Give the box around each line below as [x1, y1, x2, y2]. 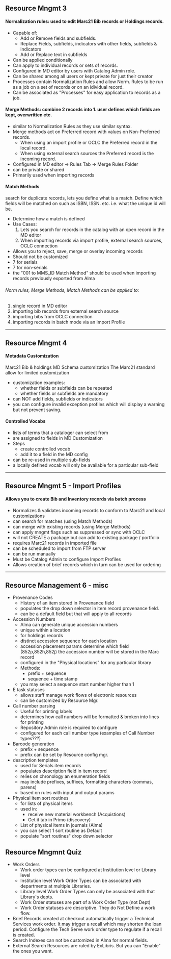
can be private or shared [12, 166, 65, 172]
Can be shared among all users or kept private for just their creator [12, 73, 153, 79]
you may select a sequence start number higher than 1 [20, 681, 135, 688]
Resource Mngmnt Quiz [5, 848, 82, 856]
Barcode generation [12, 741, 54, 747]
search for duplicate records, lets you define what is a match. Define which [5, 195, 163, 201]
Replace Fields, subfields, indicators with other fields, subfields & [20, 40, 157, 46]
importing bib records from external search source [12, 308, 119, 314]
